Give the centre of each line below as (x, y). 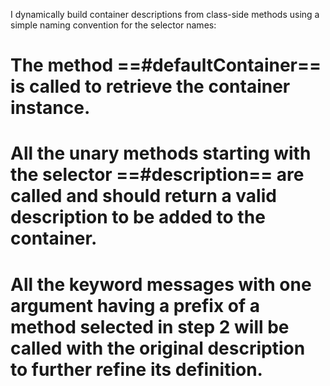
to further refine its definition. (136, 369)
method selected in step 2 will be (150, 326)
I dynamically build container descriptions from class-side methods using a (165, 14)
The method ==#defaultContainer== (166, 65)
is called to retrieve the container (150, 86)
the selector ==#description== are (157, 175)
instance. (50, 108)
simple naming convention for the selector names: (113, 25)
